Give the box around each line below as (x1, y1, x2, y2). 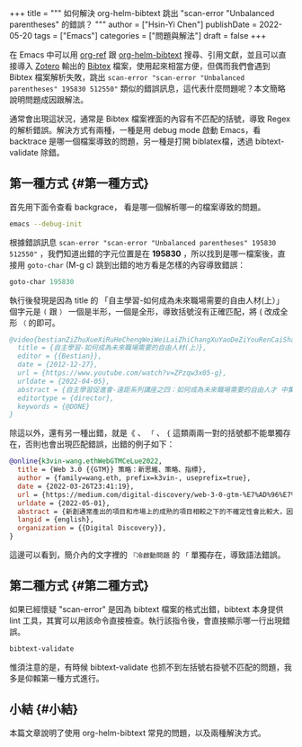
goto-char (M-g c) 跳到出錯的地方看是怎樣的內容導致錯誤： (26, 259, 246, 270)
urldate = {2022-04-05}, (17, 377, 111, 386)
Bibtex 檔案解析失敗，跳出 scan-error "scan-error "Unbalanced (9, 72, 245, 83)
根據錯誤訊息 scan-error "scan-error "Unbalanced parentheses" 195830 (9, 236, 277, 247)
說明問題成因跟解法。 (9, 94, 88, 105)
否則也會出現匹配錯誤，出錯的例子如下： (24, 439, 175, 449)
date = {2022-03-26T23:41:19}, (17, 482, 135, 491)
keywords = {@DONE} (17, 402, 91, 411)
